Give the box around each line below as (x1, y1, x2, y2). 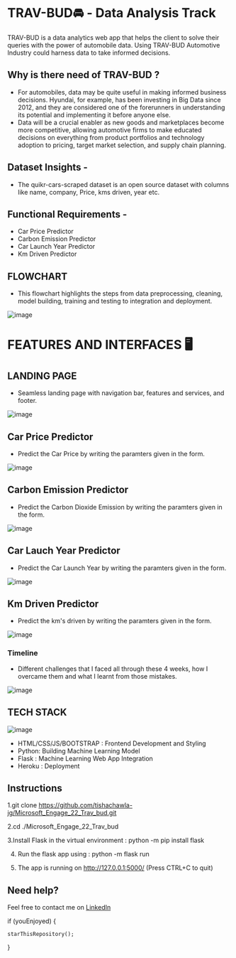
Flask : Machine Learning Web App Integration (17, 754, 154, 763)
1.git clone (7, 801, 38, 809)
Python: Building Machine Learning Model (17, 746, 140, 755)
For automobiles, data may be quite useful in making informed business (17, 87, 227, 96)
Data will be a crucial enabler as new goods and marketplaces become (17, 118, 225, 127)
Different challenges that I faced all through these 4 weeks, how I (17, 664, 208, 673)
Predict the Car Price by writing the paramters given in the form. (17, 450, 206, 458)
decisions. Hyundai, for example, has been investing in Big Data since (17, 95, 221, 104)
